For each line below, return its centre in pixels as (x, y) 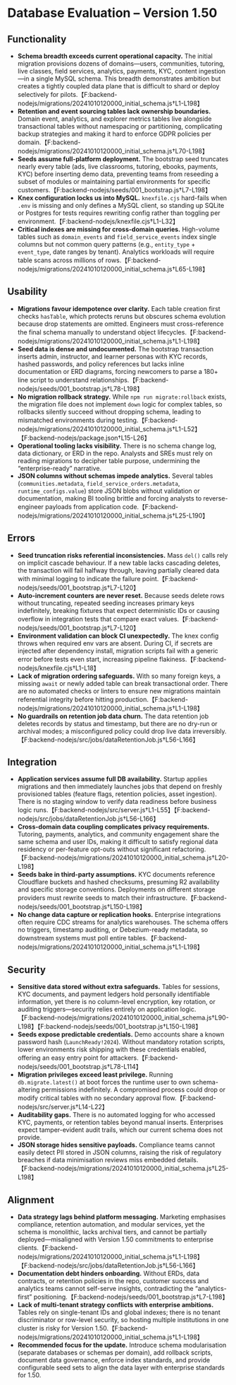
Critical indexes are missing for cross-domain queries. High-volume (118, 229)
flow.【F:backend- (189, 1098)
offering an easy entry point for (63, 1058)
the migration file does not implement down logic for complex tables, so (120, 404)
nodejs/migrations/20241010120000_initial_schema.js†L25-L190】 (113, 515)
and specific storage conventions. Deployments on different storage (116, 889)
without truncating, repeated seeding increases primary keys (106, 603)
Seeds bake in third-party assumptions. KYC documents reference (116, 875)
